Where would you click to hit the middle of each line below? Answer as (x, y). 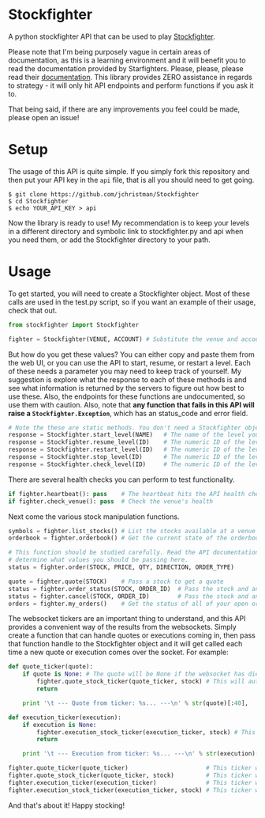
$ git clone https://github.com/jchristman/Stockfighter (104, 194)
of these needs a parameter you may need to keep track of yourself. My (125, 371)
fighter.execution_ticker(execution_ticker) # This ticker (130, 782)
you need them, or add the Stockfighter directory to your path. (109, 240)
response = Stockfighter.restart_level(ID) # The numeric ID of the (127, 450)
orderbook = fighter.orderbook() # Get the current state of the (118, 538)
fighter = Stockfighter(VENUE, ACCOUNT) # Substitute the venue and (123, 339)
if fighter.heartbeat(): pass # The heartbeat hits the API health (127, 494)
